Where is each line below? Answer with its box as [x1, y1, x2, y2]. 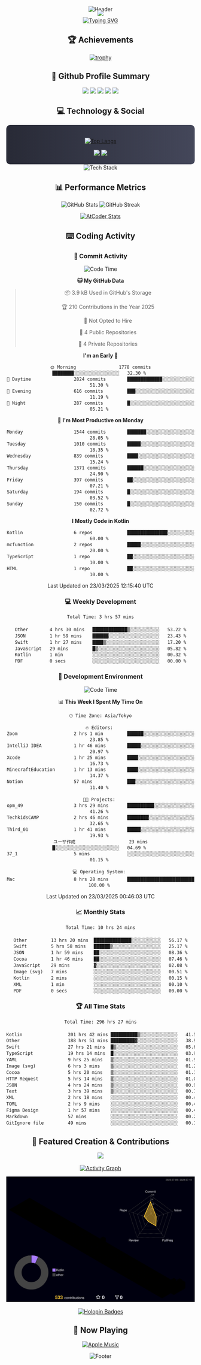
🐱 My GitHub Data [77, 277, 124, 284]
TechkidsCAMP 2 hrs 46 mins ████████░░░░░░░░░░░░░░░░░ [7, 815, 194, 821]
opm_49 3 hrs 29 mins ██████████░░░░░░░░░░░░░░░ [7, 803, 194, 809]
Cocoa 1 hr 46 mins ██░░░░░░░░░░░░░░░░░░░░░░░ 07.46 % [13, 956, 188, 963]
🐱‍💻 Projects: [83, 797, 115, 803]
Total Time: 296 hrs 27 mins [64, 1019, 137, 1025]
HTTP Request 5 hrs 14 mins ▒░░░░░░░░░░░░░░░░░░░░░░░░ [6, 1076, 178, 1082]
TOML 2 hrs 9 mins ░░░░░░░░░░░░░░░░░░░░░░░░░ [6, 1101, 178, 1107]
